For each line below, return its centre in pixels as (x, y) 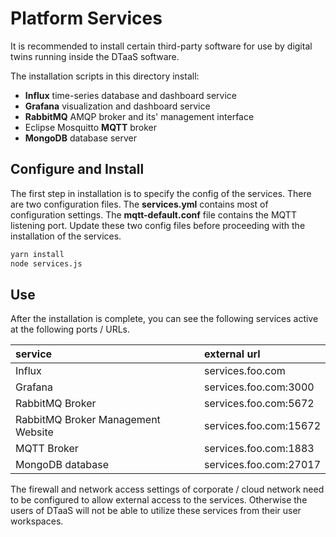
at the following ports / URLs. (70, 329)
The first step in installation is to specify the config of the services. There (161, 193)
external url (232, 354)
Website (34, 432)
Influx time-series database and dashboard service (130, 95)
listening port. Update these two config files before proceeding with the (158, 225)
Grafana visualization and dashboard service (117, 106)
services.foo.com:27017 (262, 465)
